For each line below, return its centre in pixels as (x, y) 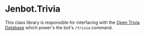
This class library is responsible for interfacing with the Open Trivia (72, 22)
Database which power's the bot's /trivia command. (59, 27)
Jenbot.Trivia (33, 9)
